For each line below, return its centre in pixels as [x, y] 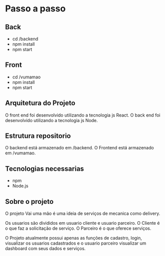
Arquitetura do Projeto [40, 103]
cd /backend [25, 39]
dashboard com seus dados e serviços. [45, 249]
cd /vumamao [27, 77]
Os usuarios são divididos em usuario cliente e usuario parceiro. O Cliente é [82, 223]
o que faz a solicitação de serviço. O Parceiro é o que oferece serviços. [78, 228]
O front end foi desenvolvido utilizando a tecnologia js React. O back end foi [83, 115]
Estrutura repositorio [38, 136]
